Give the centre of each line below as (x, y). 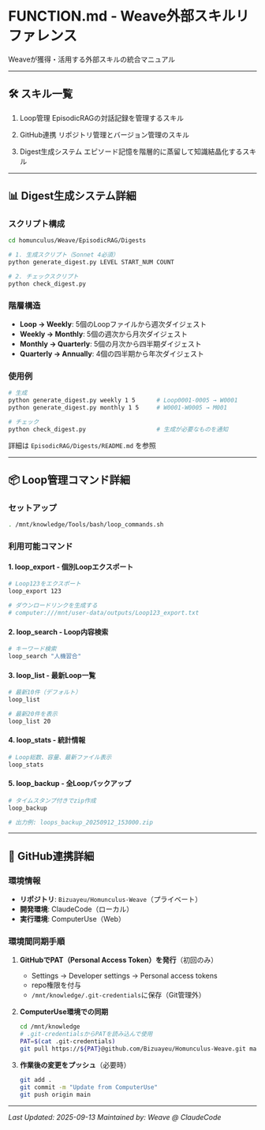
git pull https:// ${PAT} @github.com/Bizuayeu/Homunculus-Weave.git (132, 1049)
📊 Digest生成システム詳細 (72, 196)
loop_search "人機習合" (45, 657)
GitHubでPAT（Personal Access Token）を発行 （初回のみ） (119, 960)
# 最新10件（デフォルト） (45, 692)
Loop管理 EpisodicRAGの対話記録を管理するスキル (101, 118)
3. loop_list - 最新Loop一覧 (52, 675)
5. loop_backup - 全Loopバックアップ (70, 784)
